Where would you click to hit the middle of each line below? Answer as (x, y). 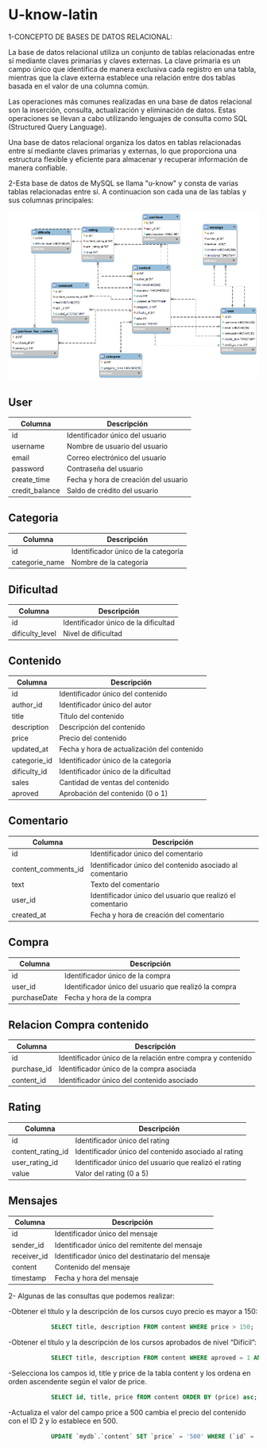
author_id (27, 705)
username (28, 446)
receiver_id (30, 1256)
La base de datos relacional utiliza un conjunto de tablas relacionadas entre (132, 52)
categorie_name (38, 562)
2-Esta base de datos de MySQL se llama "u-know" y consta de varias (123, 183)
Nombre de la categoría (110, 562)
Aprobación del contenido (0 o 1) (114, 794)
